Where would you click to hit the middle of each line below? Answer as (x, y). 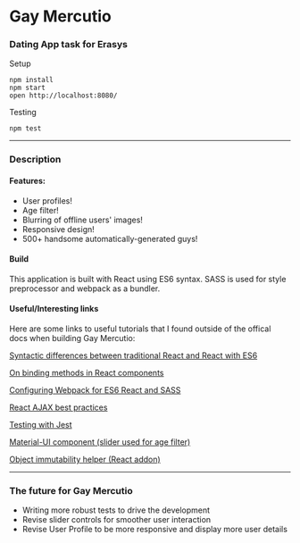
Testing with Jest (41, 425)
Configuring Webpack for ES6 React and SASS (95, 390)
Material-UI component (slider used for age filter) (100, 442)
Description (35, 160)
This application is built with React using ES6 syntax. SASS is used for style (148, 279)
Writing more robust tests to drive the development (116, 510)
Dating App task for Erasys (68, 45)
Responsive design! (58, 229)
